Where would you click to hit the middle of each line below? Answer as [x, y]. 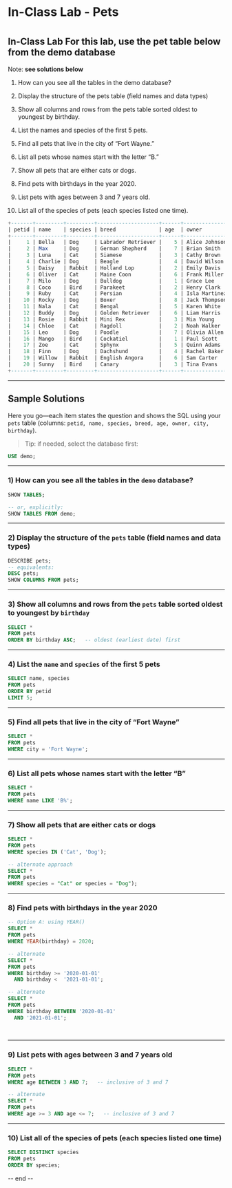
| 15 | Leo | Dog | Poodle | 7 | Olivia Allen [116, 332]
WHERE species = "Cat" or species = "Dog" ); [73, 884]
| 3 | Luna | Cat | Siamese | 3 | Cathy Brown [114, 255]
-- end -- [21, 1178]
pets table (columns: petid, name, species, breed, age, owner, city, [108, 423]
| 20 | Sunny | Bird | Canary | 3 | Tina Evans [113, 365]
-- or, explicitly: [36, 507]
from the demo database [62, 53]
